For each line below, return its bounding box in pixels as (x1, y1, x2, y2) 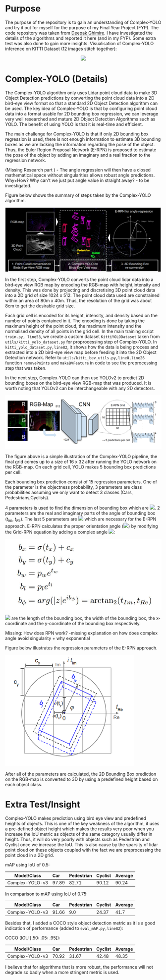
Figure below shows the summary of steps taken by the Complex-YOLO (5, 192, 151, 198)
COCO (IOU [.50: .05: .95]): (5, 935, 60, 941)
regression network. (5, 157, 46, 163)
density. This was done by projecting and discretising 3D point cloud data (5, 287, 156, 293)
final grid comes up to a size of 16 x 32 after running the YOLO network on (5, 459, 157, 464)
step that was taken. (5, 365, 47, 371)
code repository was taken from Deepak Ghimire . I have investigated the (5, 30, 153, 36)
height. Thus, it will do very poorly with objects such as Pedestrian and (5, 836, 150, 842)
